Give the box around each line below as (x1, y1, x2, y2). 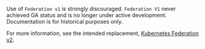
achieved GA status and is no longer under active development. (6, 11, 167, 19)
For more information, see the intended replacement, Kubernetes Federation (6, 30, 199, 37)
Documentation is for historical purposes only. (6, 18, 123, 25)
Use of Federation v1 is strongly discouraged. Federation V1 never (6, 5, 176, 12)
